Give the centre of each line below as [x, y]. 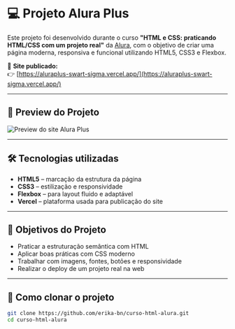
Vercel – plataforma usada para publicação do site [90, 201]
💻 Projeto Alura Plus [68, 14]
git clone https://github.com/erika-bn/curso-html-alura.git [98, 314]
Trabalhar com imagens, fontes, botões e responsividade [99, 261]
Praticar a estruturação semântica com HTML [83, 247]
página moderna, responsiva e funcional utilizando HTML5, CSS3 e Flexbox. [117, 52]
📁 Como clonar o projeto [61, 297]
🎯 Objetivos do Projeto [57, 229]
